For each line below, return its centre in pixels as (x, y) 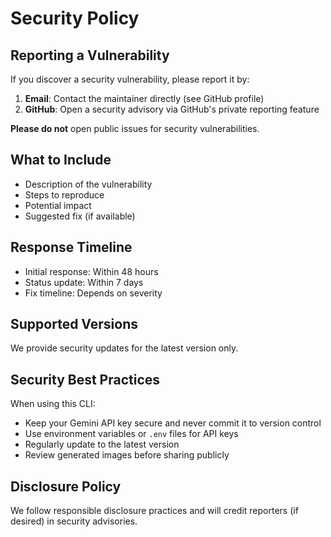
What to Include (61, 160)
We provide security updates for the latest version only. (124, 348)
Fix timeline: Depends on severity (93, 293)
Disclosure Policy (66, 486)
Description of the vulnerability (88, 184)
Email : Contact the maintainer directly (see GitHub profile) (144, 98)
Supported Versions (74, 324)
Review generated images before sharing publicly (127, 455)
